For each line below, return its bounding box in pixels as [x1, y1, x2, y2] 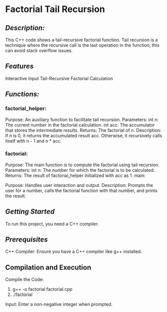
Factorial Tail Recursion [5, 4, 105, 15]
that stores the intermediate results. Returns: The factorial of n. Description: [5, 127, 161, 133]
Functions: [5, 90, 40, 98]
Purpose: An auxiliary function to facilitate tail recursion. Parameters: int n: [5, 117, 159, 123]
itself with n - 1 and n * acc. [5, 138, 62, 144]
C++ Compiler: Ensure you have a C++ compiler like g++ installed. [5, 249, 142, 255]
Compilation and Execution [5, 263, 91, 272]
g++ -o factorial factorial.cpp [12, 286, 73, 292]
